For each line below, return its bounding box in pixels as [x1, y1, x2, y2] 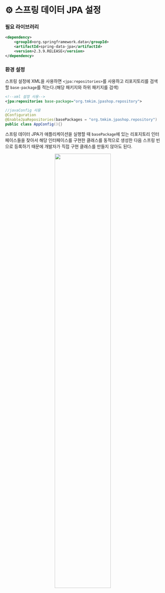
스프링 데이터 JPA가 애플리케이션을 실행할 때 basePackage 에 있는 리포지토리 [5, 131, 150, 137]
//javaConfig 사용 [5, 107, 41, 113]
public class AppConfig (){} [5, 122, 63, 127]
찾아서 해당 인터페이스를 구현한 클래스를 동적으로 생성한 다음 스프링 [26, 137, 155, 144]
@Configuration [5, 112, 36, 117]
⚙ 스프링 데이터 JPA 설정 [5, 4, 101, 16]
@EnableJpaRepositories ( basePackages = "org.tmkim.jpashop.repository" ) [5, 117, 158, 122]
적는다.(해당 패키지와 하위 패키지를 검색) [41, 85, 119, 91]
